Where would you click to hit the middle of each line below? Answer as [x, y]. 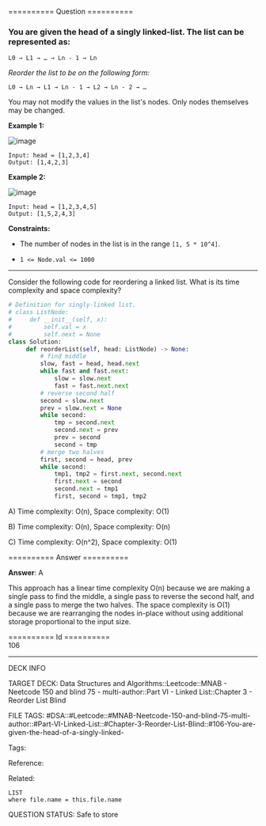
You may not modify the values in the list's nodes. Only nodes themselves [129, 102]
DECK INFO [27, 668]
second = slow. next [72, 400]
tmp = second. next [84, 422]
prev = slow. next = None [81, 408]
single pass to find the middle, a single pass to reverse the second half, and [131, 596]
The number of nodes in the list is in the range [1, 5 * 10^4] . [120, 244]
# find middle [63, 356]
